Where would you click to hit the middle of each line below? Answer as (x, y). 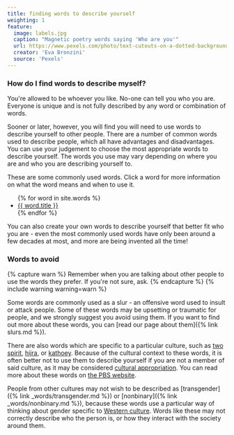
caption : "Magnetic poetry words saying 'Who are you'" (96, 40)
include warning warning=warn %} (57, 289)
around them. (26, 426)
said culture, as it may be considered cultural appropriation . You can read (112, 368)
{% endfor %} (37, 213)
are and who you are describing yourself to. (70, 164)
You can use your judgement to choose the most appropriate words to (108, 149)
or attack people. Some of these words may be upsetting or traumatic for (112, 310)
